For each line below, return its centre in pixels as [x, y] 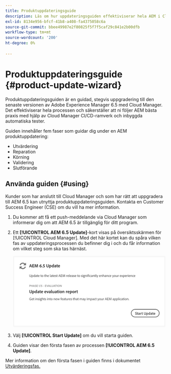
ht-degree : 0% [20, 43]
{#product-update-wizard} [64, 85]
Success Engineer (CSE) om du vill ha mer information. [63, 207]
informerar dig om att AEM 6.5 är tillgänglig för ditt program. [75, 222]
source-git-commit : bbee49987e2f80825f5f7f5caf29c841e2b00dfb [73, 27]
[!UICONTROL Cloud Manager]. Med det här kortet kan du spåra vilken [87, 238]
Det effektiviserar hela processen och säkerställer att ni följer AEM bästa [81, 110]
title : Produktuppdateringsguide [41, 11]
